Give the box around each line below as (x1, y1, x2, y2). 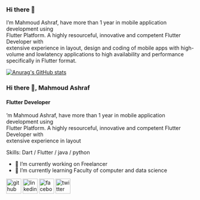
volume (6, 51, 25, 58)
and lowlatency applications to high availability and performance (26, 51, 184, 58)
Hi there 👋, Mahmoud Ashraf (6, 84, 91, 92)
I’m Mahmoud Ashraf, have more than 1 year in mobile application (6, 19, 167, 26)
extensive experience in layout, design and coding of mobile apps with (6, 44, 180, 51)
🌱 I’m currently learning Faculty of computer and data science (14, 167, 167, 174)
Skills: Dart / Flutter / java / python (6, 149, 90, 156)
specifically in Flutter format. (6, 57, 77, 65)
